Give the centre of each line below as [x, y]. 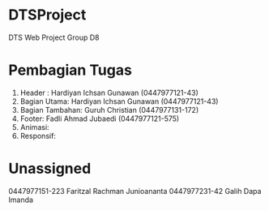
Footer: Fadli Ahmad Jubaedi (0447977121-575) [100, 118]
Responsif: [38, 136]
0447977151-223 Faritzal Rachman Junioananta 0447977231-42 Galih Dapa [135, 191]
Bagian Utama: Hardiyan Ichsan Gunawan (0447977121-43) [119, 101]
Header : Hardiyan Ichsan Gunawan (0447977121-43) [109, 93]
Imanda [21, 200]
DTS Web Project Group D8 [54, 37]
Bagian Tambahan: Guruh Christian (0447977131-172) [109, 110]
